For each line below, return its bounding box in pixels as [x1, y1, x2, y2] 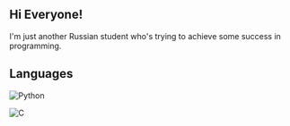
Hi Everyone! [9, 7, 83, 22]
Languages [9, 66, 74, 81]
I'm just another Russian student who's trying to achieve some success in [9, 30, 281, 41]
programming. [9, 40, 62, 51]
